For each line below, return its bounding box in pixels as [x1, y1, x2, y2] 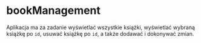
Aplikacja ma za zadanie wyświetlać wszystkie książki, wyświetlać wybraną [6, 24, 196, 31]
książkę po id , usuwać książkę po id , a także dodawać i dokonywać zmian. [6, 30, 194, 37]
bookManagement [6, 4, 101, 18]
